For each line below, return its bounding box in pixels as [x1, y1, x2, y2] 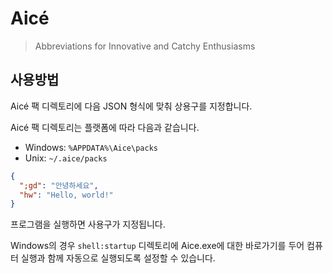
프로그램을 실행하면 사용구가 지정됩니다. [10, 218, 166, 231]
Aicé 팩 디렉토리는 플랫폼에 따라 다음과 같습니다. [10, 121, 200, 133]
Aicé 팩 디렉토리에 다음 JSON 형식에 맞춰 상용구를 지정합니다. [10, 100, 253, 112]
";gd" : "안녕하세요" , [19, 180, 99, 191]
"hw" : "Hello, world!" [19, 190, 114, 200]
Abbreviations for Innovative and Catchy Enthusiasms [34, 40, 256, 52]
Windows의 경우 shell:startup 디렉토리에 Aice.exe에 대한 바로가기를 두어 [10, 240, 305, 252]
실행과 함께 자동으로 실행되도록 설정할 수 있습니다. [20, 252, 216, 264]
